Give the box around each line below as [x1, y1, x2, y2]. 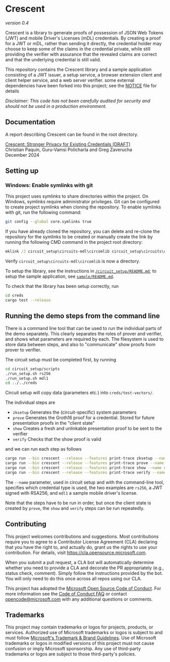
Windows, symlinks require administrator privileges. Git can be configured [5, 199, 160, 205]
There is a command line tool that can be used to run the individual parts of [5, 325, 162, 331]
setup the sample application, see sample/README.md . [5, 273, 115, 279]
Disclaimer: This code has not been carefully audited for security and [5, 97, 151, 104]
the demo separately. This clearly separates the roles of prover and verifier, [5, 330, 163, 337]
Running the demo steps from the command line [5, 312, 160, 320]
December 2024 [5, 152, 39, 158]
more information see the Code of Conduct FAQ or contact [5, 591, 127, 597]
